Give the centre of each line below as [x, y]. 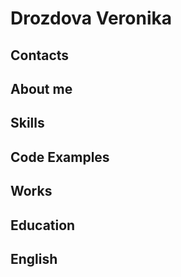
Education [43, 225]
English [34, 258]
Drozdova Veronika [91, 18]
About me [41, 88]
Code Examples [60, 157]
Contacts [40, 55]
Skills [27, 123]
